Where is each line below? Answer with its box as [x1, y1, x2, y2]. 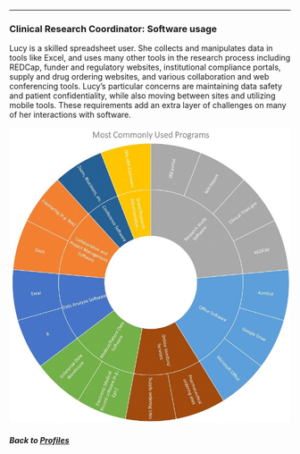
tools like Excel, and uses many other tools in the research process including [9, 53, 291, 63]
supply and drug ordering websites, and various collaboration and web [9, 71, 270, 82]
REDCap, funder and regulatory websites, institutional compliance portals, [9, 62, 281, 72]
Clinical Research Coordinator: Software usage [9, 22, 217, 35]
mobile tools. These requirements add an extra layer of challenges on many [9, 100, 287, 111]
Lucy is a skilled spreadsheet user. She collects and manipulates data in [9, 43, 274, 54]
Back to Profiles [9, 435, 70, 446]
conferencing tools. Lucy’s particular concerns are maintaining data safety [9, 81, 283, 92]
